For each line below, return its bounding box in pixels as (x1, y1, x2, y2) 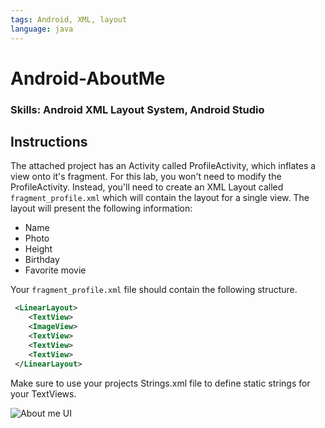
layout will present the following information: (10, 202, 193, 215)
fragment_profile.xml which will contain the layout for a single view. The (10, 192, 310, 204)
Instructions (10, 134, 88, 150)
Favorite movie (24, 264, 87, 276)
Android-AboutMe (10, 67, 166, 90)
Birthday (24, 254, 60, 266)
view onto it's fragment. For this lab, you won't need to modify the (10, 171, 282, 183)
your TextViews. (10, 387, 77, 400)
